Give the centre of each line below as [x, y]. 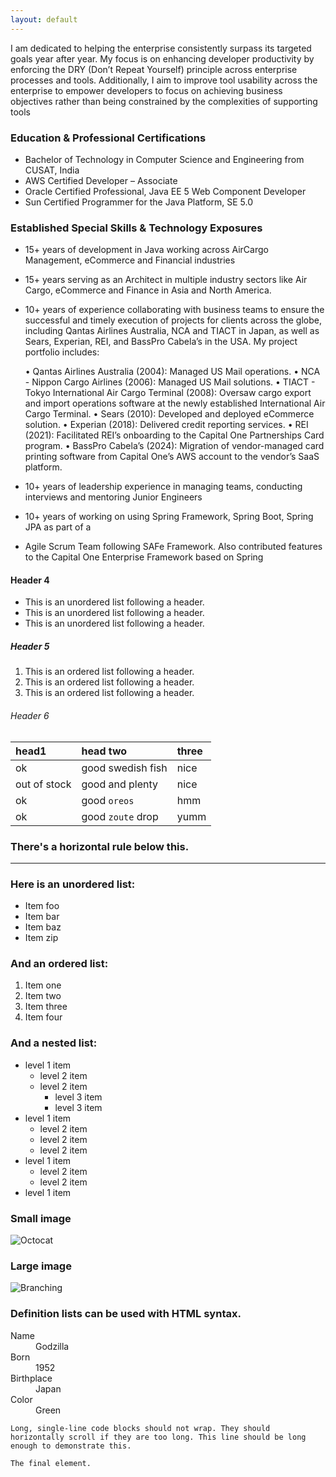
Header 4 [30, 580]
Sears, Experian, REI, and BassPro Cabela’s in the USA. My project [161, 342]
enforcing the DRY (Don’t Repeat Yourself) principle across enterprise [154, 69]
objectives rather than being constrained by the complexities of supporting [164, 101]
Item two [43, 996]
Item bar [42, 917]
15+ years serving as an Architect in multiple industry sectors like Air [166, 280]
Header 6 [30, 715]
